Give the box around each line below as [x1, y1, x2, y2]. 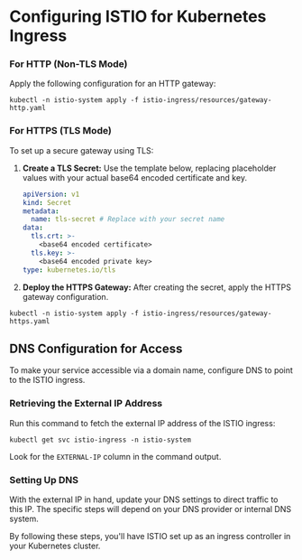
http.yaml [9, 104, 47, 113]
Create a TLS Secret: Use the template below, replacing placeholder [22, 163, 277, 173]
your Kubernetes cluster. [9, 540, 101, 551]
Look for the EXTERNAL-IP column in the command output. [9, 451, 222, 462]
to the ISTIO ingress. [9, 375, 86, 386]
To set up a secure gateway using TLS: [9, 145, 154, 155]
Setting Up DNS [9, 473, 79, 486]
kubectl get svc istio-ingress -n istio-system [9, 435, 192, 444]
